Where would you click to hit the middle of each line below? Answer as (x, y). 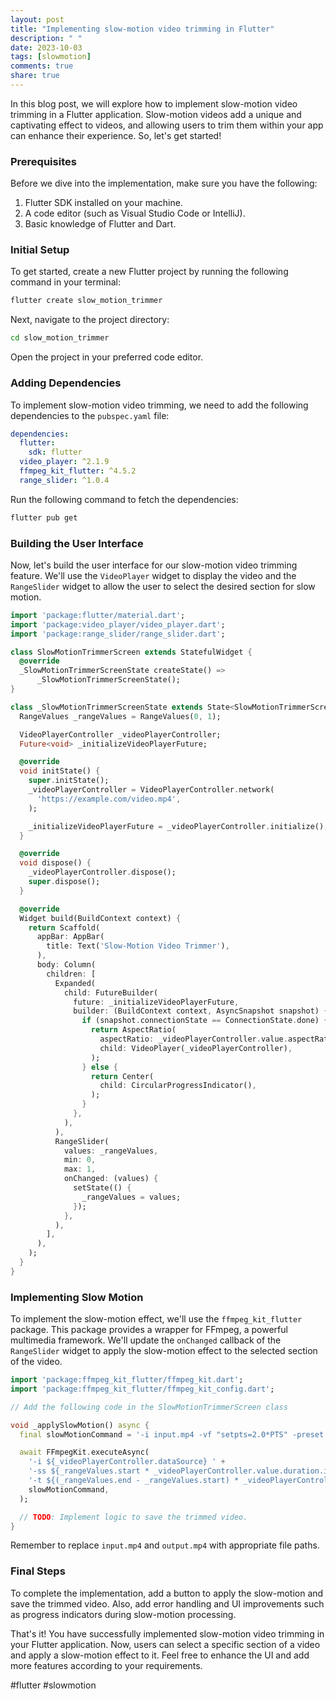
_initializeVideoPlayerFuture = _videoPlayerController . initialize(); (178, 826)
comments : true (42, 66)
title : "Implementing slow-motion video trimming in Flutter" (142, 29)
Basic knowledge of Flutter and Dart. (100, 224)
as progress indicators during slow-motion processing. (123, 1614)
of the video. (36, 1362)
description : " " (46, 38)
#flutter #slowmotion (53, 1685)
